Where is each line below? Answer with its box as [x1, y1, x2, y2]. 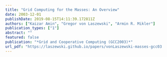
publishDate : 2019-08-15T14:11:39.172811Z [5, 16, 95, 21]
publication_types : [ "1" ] [5, 26, 59, 31]
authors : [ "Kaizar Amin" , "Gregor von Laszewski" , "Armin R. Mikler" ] [5, 21, 155, 26]
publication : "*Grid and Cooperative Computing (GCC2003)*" [5, 40, 133, 45]
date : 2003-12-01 [5, 12, 41, 17]
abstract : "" [5, 30, 32, 35]
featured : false [5, 35, 39, 40]
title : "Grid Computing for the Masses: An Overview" [5, 7, 120, 12]
